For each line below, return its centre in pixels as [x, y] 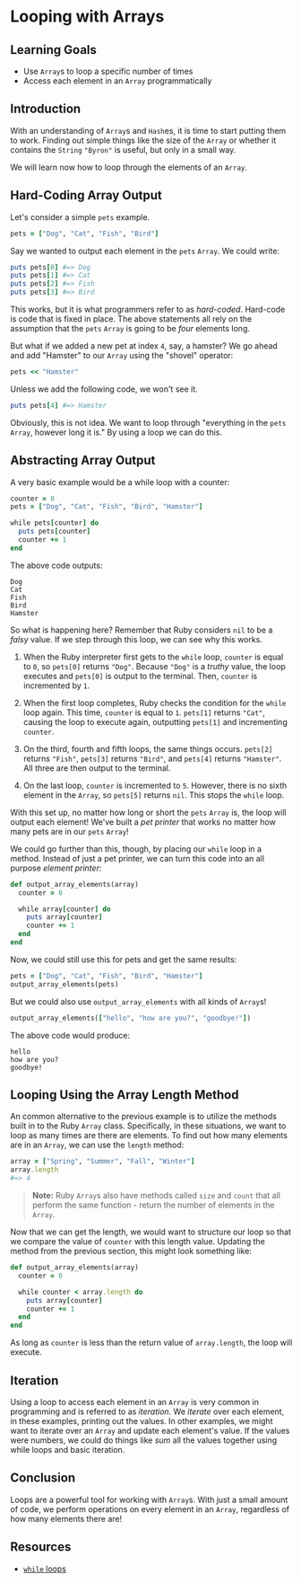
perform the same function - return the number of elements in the [153, 1205]
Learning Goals [54, 50]
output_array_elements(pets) [64, 984]
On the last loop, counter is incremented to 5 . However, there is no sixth [155, 785]
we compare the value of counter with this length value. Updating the [138, 1241]
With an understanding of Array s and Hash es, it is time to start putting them [148, 130]
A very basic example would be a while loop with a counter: [120, 482]
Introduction [46, 109]
